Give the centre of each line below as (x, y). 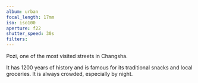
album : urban (22, 12)
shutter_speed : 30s (30, 34)
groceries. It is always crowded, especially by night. (70, 74)
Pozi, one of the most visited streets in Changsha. (67, 56)
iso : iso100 (21, 23)
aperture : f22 (24, 28)
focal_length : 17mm (30, 17)
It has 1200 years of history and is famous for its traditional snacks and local (99, 68)
